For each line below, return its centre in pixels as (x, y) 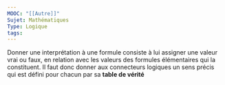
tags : (15, 33)
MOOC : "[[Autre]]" (33, 13)
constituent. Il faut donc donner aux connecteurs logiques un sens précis (111, 67)
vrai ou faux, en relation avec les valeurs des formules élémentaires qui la (111, 60)
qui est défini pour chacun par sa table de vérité (76, 75)
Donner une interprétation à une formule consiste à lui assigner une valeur (112, 53)
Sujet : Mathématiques (38, 20)
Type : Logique (28, 26)
